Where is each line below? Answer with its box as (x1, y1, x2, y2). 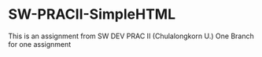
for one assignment (8, 39, 72, 48)
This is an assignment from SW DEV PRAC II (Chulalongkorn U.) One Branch (8, 31, 254, 41)
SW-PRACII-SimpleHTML (8, 5, 176, 23)
